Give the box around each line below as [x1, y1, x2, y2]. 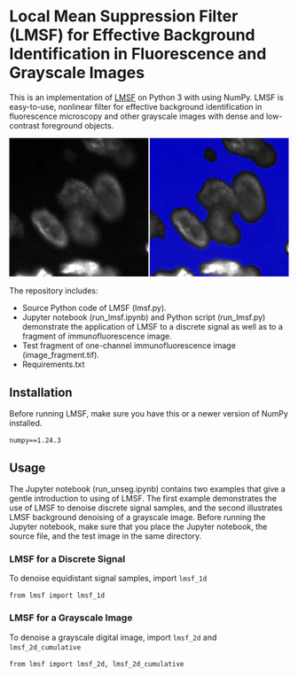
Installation [9, 385, 73, 400]
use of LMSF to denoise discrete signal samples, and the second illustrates [9, 502, 283, 513]
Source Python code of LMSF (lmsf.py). [21, 303, 167, 314]
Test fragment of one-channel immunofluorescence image [21, 340, 237, 351]
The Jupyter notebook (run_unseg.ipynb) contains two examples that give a [9, 484, 286, 494]
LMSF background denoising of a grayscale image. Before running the [9, 512, 266, 523]
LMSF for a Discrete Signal [9, 553, 126, 564]
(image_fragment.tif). [21, 350, 100, 361]
